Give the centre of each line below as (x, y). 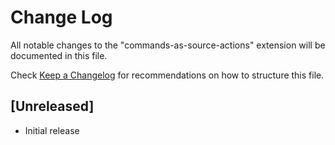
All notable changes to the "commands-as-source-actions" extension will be (168, 45)
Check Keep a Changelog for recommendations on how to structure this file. (167, 75)
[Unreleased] (52, 106)
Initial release (52, 130)
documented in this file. (59, 55)
